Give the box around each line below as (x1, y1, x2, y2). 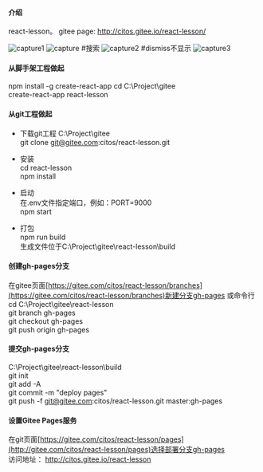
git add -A (8, 380, 41, 389)
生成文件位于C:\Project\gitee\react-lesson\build (19, 242, 176, 251)
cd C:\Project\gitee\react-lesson (8, 299, 114, 309)
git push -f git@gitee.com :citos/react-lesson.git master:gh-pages (8, 396, 223, 406)
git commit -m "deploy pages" (8, 387, 108, 398)
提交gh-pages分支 (8, 344, 70, 354)
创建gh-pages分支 (8, 262, 70, 271)
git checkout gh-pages (8, 316, 84, 326)
